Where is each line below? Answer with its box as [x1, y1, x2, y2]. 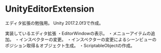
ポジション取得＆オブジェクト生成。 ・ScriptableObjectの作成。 [5, 42, 135, 48]
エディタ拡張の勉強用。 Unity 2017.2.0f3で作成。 [5, 20, 104, 26]
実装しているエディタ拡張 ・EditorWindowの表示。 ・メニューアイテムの [5, 30, 151, 36]
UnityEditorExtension [5, 3, 95, 15]
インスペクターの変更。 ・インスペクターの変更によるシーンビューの [19, 36, 157, 42]
